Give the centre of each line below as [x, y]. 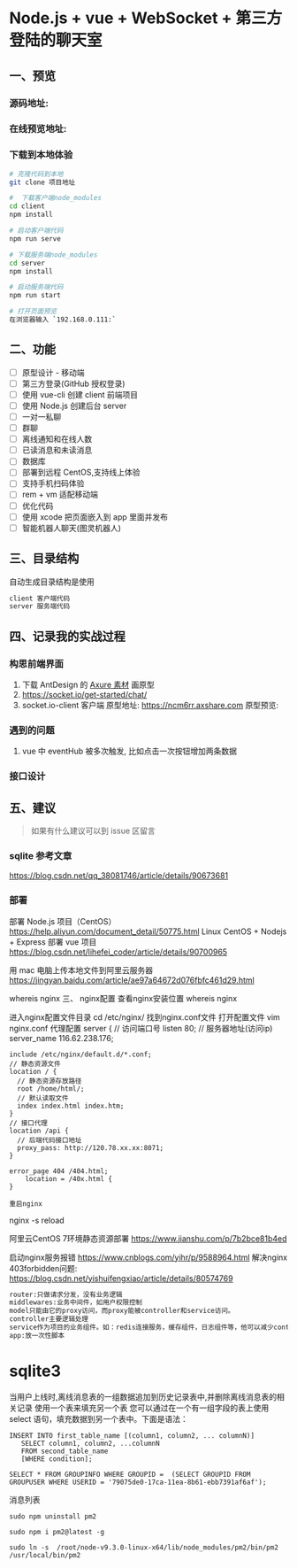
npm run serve [35, 239]
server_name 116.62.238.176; [61, 1038]
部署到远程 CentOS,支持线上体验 [81, 472]
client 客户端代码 [40, 599]
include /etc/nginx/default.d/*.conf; [80, 1054]
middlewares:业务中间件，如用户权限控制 [76, 1302]
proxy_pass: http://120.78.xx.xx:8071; [91, 1147]
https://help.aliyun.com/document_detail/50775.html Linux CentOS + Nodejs [148, 931]
